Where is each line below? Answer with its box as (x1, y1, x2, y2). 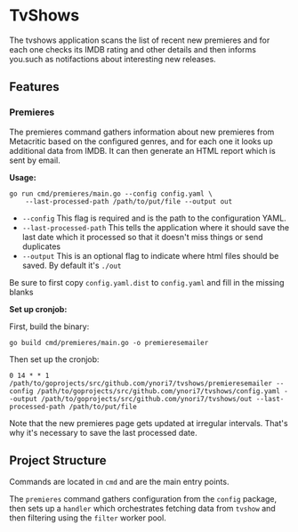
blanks (9, 286, 34, 297)
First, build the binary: (9, 321, 90, 332)
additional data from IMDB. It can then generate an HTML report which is (9, 145, 276, 156)
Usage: (9, 172, 37, 182)
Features (9, 79, 60, 94)
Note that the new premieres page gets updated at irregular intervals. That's (9, 417, 288, 428)
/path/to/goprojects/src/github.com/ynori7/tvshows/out (41, 394, 253, 403)
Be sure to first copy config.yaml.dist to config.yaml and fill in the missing (9, 277, 285, 287)
